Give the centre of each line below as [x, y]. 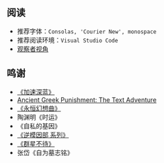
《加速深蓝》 [35, 91]
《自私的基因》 [39, 125]
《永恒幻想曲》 [39, 108]
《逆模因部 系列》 [43, 135]
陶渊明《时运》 [39, 117]
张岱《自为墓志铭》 [45, 152]
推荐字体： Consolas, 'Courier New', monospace [87, 31]
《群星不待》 [35, 143]
